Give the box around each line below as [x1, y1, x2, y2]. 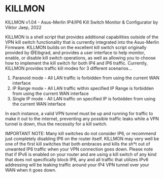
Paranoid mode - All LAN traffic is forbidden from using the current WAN [12, 75, 160, 81]
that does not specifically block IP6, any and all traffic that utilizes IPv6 [5, 156, 149, 162]
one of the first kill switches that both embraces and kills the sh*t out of [5, 141, 150, 147]
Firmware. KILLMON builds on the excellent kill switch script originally [5, 44, 147, 50]
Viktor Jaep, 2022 [5, 24, 42, 30]
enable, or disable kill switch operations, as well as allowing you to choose [5, 55, 156, 60]
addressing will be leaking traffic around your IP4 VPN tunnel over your [5, 162, 149, 168]
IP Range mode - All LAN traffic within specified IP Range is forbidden [12, 85, 154, 91]
